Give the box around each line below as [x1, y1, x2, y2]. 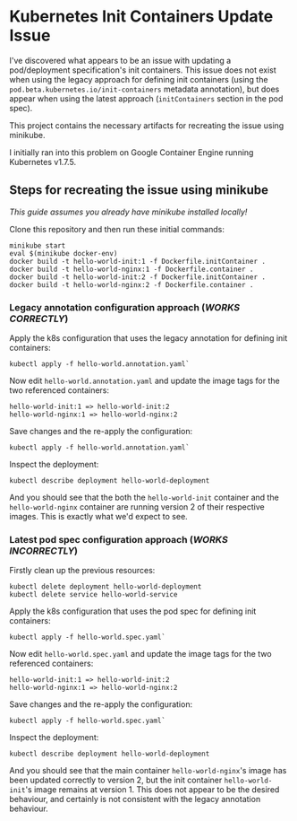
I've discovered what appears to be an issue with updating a [9, 55, 232, 66]
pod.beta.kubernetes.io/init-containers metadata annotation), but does [9, 83, 280, 94]
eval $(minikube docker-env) [9, 249, 118, 258]
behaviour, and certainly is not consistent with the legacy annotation [9, 794, 261, 805]
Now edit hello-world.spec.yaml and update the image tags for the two [9, 649, 272, 659]
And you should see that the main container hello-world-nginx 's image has [9, 765, 287, 776]
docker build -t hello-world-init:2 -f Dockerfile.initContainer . [9, 272, 267, 282]
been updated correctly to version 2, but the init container [9, 774, 223, 786]
